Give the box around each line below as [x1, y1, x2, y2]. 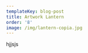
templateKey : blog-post [6, 8, 65, 15]
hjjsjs [6, 41, 19, 48]
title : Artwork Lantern [6, 14, 65, 20]
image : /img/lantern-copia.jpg [6, 24, 83, 31]
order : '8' [6, 19, 33, 25]
